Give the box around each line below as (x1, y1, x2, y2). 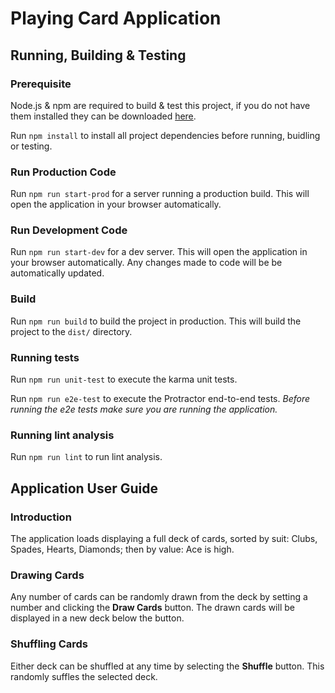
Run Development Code (10, 223, 128, 237)
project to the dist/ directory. (10, 325, 133, 337)
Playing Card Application (10, 7, 222, 30)
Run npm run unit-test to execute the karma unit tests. (10, 373, 238, 386)
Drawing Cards (10, 568, 85, 582)
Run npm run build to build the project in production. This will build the (10, 315, 302, 327)
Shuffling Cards (10, 637, 89, 651)
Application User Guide (10, 480, 159, 497)
